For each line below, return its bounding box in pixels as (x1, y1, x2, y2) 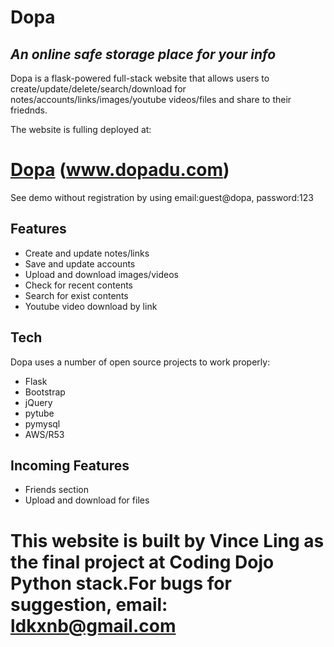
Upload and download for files (24, 494, 150, 506)
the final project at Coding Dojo (10, 551, 275, 573)
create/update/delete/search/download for (10, 83, 187, 95)
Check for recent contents (24, 279, 133, 291)
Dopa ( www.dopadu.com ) (10, 159, 230, 181)
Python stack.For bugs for (10, 572, 232, 595)
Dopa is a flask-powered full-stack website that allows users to (10, 72, 270, 84)
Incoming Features (10, 457, 130, 474)
